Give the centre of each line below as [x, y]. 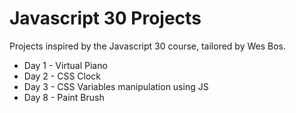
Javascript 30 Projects [105, 18]
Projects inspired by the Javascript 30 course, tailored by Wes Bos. [147, 46]
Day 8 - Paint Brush [64, 97]
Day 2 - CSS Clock [62, 76]
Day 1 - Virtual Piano [65, 65]
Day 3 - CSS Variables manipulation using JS [116, 86]
